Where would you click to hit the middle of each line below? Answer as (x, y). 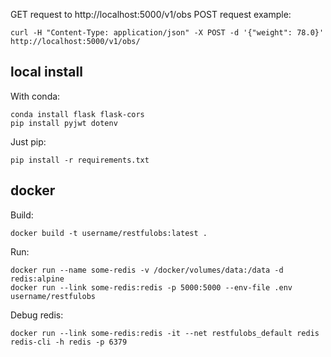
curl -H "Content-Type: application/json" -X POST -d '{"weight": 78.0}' (167, 33)
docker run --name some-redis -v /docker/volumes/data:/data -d (147, 270)
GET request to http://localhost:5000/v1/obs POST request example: (151, 14)
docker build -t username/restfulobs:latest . (109, 233)
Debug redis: (37, 315)
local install (46, 72)
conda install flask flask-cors (77, 114)
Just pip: (28, 141)
